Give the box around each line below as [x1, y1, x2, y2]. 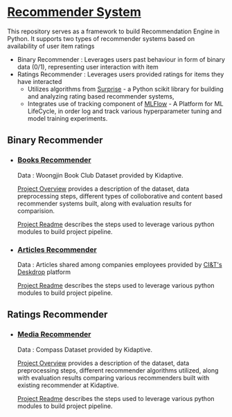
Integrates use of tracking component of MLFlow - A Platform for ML [27, 99, 224, 108]
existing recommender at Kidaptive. [17, 381, 119, 389]
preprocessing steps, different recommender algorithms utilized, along [17, 366, 219, 375]
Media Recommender [17, 330, 91, 339]
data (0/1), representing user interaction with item [17, 62, 159, 71]
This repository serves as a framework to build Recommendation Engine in [7, 27, 220, 35]
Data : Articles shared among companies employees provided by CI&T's [17, 260, 223, 269]
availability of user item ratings [7, 42, 95, 50]
